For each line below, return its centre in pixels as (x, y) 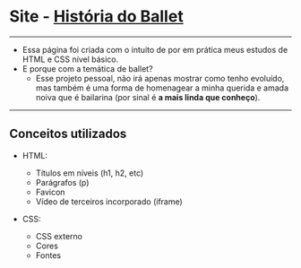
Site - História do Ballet (96, 17)
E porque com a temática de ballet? (88, 68)
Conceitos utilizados (68, 134)
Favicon (50, 192)
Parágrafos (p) (62, 182)
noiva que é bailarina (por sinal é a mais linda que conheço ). (148, 97)
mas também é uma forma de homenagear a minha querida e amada (162, 88)
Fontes (48, 255)
